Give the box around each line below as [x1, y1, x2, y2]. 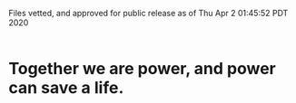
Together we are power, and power [8, 59, 276, 80]
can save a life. [8, 78, 124, 98]
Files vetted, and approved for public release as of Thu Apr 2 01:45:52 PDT [8, 8, 289, 18]
